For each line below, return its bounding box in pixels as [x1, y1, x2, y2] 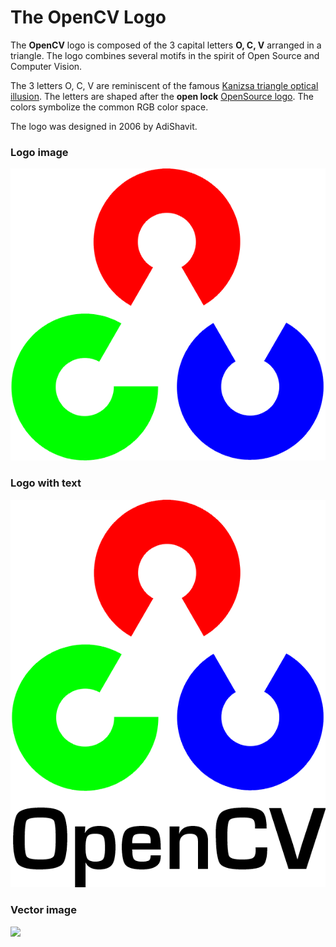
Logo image [10, 145, 69, 159]
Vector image [10, 903, 77, 917]
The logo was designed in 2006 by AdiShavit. [10, 120, 198, 132]
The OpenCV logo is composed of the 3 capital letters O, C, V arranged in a [10, 39, 322, 51]
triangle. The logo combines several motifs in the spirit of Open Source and [10, 49, 320, 61]
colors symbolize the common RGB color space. [10, 101, 209, 113]
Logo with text [10, 476, 82, 490]
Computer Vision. [10, 60, 83, 72]
